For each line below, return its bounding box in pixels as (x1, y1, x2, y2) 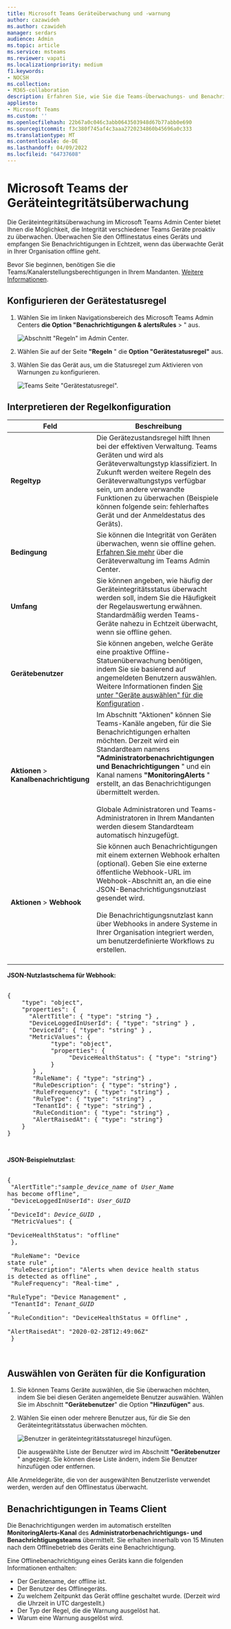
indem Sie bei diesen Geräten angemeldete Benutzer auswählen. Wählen (16, 1393, 223, 1401)
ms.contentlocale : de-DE (7, 138, 78, 145)
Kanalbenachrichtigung (10, 775, 90, 785)
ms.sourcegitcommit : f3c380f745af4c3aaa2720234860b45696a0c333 (7, 125, 192, 132)
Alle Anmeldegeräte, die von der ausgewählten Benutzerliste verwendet (7, 1476, 211, 1484)
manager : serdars (7, 29, 57, 36)
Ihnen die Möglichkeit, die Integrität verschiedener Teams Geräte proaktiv (7, 225, 216, 233)
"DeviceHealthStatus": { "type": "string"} (68, 1054, 218, 1062)
